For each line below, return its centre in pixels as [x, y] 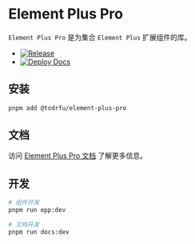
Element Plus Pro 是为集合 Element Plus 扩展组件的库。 [100, 37]
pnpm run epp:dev [37, 210]
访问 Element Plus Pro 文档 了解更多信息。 [78, 156]
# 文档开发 [24, 225]
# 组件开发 [24, 203]
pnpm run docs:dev [39, 232]
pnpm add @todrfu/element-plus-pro [68, 108]
